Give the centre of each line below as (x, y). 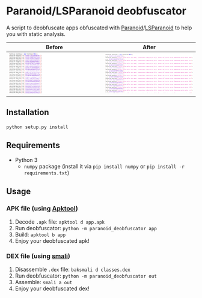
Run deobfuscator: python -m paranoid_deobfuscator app (86, 228)
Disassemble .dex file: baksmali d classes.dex (72, 269)
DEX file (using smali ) (38, 256)
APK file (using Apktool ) (42, 209)
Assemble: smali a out (44, 282)
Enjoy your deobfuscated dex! (52, 288)
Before (54, 47)
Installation (28, 112)
